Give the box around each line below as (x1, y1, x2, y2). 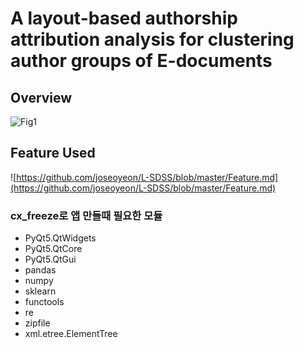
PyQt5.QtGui (24, 253, 77, 266)
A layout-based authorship (10, 7, 238, 30)
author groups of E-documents (10, 50, 273, 72)
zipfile (24, 317, 51, 329)
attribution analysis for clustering (10, 28, 295, 51)
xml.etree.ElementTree (24, 328, 118, 340)
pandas (24, 264, 57, 276)
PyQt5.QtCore (24, 243, 83, 255)
